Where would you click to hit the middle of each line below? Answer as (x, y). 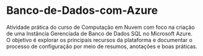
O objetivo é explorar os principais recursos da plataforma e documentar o (99, 40)
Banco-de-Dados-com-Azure (82, 11)
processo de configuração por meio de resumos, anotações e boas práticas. (102, 46)
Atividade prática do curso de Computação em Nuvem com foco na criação (101, 27)
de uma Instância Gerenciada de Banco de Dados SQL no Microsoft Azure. (99, 33)
